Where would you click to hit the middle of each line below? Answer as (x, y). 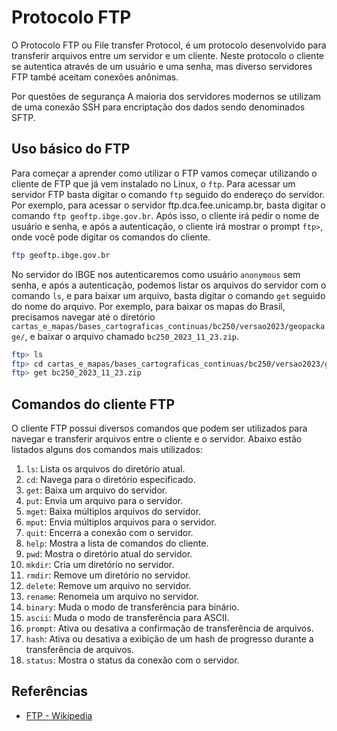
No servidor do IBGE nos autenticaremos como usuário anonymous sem (156, 274)
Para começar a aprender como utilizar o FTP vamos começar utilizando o (164, 173)
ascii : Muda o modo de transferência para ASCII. (127, 618)
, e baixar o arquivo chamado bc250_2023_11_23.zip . (132, 336)
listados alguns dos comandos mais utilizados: (107, 450)
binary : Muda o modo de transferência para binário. (132, 607)
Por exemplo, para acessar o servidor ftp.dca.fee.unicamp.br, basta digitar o (168, 205)
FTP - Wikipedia (59, 715)
